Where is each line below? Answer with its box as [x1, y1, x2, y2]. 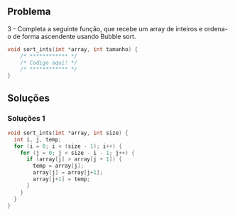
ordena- [204, 24, 229, 33]
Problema [7, 6, 51, 18]
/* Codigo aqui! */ [20, 59, 78, 66]
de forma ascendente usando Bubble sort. [13, 32, 136, 40]
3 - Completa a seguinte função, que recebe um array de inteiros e [7, 24, 203, 33]
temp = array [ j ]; [33, 163, 84, 170]
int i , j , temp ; [13, 136, 62, 143]
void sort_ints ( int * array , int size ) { [7, 129, 129, 136]
